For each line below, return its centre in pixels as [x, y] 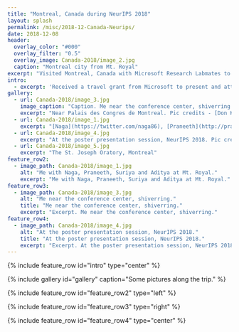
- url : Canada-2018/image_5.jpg [62, 146]
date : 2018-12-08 [33, 34]
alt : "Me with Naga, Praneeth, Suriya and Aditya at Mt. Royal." [119, 172]
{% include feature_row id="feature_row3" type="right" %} [94, 307]
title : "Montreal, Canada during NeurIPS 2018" [79, 14]
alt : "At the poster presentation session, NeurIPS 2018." [110, 232]
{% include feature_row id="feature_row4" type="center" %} [97, 321]
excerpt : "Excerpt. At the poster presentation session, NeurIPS [119, 245]
